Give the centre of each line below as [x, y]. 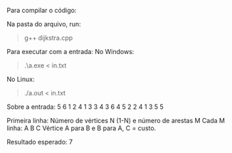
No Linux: [21, 79]
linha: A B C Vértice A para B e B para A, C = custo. [81, 128]
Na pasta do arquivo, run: [44, 24]
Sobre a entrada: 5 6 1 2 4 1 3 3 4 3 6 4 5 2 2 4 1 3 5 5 [85, 107]
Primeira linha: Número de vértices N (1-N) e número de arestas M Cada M [116, 121]
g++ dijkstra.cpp [48, 38]
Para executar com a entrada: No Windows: [70, 52]
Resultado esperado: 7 [39, 142]
